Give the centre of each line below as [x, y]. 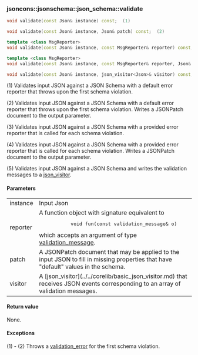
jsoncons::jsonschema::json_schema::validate [75, 9]
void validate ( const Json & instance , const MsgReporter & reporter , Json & [99, 63]
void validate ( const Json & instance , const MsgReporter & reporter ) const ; [100, 48]
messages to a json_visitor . [39, 175]
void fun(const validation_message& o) [124, 224]
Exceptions [21, 333]
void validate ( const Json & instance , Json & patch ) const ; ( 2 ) [86, 32]
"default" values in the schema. [82, 266]
